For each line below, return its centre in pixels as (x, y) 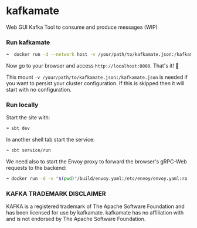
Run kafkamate (28, 42)
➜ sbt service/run (28, 150)
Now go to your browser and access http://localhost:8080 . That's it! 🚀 (93, 66)
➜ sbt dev (18, 128)
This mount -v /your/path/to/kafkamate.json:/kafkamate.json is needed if (97, 77)
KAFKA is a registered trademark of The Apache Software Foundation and (95, 206)
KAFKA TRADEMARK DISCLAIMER (56, 193)
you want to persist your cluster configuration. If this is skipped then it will (95, 83)
